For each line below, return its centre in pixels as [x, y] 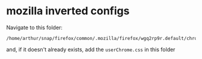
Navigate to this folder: [35, 27]
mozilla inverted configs [68, 11]
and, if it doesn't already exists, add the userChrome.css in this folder [91, 49]
